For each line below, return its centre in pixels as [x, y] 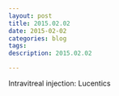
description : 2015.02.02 [50, 53]
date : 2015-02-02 [38, 31]
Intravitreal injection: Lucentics [59, 83]
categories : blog [38, 38]
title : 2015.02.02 [39, 23]
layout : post [30, 16]
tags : [17, 46]
